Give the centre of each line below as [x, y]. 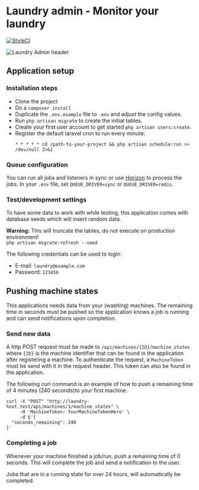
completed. [20, 480]
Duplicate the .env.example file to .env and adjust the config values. [98, 114]
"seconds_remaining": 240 [44, 423]
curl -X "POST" [25, 402]
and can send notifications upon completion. [61, 318]
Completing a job [31, 443]
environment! [22, 237]
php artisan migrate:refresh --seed [52, 243]
